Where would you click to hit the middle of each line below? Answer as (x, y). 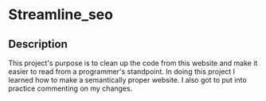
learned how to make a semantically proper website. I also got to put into (127, 80)
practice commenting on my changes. (70, 88)
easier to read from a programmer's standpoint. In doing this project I (122, 72)
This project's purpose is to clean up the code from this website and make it (133, 63)
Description (38, 44)
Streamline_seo (61, 15)
